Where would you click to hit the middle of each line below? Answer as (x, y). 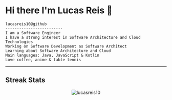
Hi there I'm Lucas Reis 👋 (59, 10)
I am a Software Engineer (33, 33)
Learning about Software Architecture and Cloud (58, 51)
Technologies (19, 42)
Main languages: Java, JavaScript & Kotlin (52, 55)
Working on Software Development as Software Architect (66, 46)
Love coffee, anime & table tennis (43, 60)
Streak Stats (25, 80)
